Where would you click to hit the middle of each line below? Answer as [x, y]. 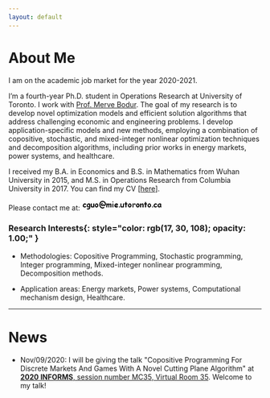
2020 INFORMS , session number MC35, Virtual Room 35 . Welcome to [136, 377]
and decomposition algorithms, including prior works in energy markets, [127, 147]
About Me [42, 58]
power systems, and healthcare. [61, 155]
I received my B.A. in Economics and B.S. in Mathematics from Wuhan [124, 171]
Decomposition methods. [61, 273]
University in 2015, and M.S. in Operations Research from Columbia [120, 180]
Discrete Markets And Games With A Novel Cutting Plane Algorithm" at [137, 368]
